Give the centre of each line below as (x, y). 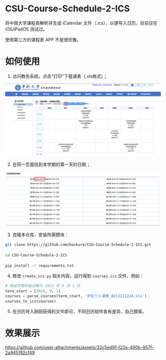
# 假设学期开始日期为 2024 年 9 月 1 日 (43, 286)
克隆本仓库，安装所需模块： (41, 235)
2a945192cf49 (20, 353)
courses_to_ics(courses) (31, 302)
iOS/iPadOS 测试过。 (26, 29)
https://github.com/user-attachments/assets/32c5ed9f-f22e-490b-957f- (80, 348)
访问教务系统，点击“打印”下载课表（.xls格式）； (60, 76)
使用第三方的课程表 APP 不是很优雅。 (43, 40)
